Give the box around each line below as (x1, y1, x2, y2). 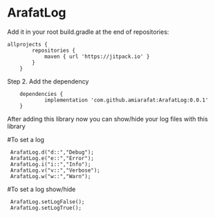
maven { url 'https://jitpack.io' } (44, 53, 150, 60)
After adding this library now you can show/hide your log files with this (7, 115, 209, 123)
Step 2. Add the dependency (7, 77, 89, 86)
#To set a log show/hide (7, 185, 76, 193)
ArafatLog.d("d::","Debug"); (10, 148, 95, 156)
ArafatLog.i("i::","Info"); (10, 161, 91, 168)
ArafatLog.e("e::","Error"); (10, 155, 95, 161)
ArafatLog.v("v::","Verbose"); (10, 167, 100, 174)
